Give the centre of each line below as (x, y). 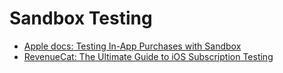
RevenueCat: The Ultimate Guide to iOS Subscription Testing (148, 56)
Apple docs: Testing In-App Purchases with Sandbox (132, 46)
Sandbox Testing (81, 18)
